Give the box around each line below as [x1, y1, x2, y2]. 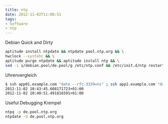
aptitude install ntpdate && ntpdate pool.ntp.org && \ [5, 49, 124, 54]
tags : [5, 16, 16, 21]
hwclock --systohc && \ [5, 54, 55, 59]
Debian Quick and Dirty [5, 39, 53, 45]
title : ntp [5, 7, 28, 12]
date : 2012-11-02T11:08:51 [5, 12, 61, 17]
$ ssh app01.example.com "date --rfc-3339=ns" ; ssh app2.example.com [5, 82, 155, 87]
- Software [5, 21, 28, 26]
